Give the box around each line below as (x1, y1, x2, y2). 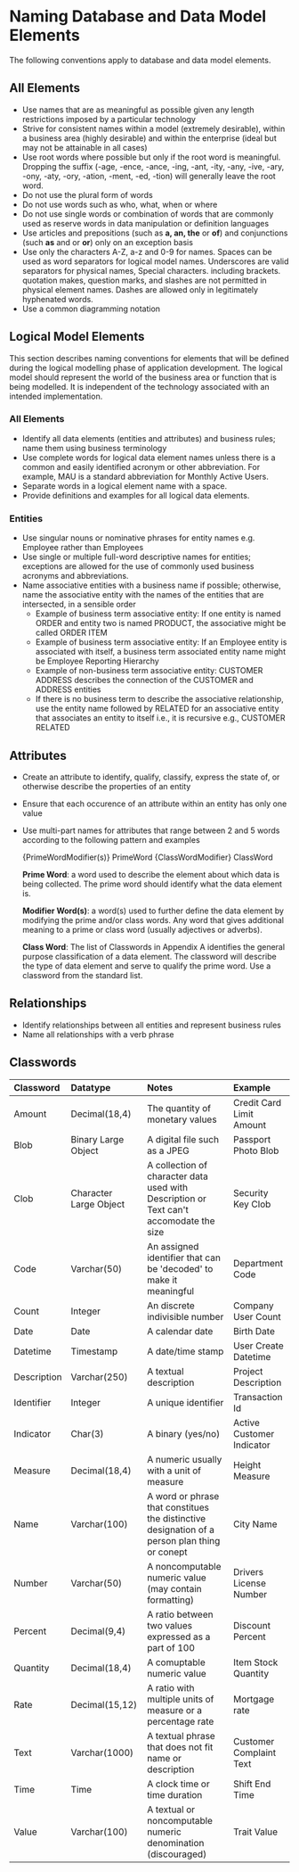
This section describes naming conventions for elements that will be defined (9, 352, 289, 363)
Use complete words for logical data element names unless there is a (21, 452, 276, 463)
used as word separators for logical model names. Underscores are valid (21, 256, 289, 267)
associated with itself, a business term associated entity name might (35, 647, 287, 657)
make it (146, 1274, 178, 1286)
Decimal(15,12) (70, 1698, 138, 1711)
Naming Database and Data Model (9, 6, 267, 27)
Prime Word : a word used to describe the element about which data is (21, 869, 280, 879)
